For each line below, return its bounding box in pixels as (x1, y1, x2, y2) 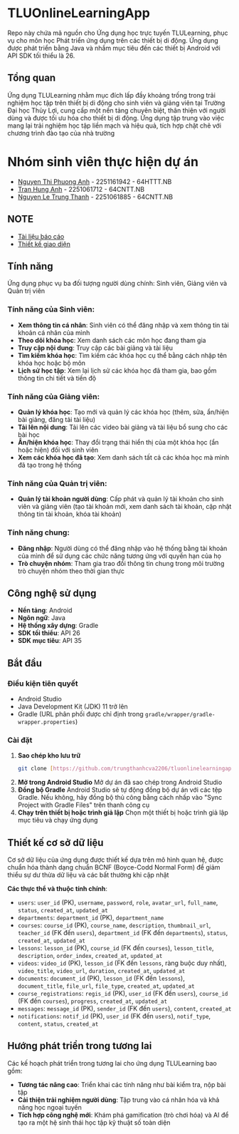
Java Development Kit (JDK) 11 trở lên (17, 702, 128, 711)
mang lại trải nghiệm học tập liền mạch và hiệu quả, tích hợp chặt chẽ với (7, 121, 222, 130)
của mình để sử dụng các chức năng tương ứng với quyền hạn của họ (17, 551, 222, 560)
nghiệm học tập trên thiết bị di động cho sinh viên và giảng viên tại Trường (7, 98, 225, 107)
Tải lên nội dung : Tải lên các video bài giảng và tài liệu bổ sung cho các (17, 423, 228, 431)
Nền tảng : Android (17, 606, 73, 614)
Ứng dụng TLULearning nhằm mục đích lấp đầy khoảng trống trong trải (7, 91, 216, 99)
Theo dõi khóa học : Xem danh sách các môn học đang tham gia (17, 336, 206, 344)
